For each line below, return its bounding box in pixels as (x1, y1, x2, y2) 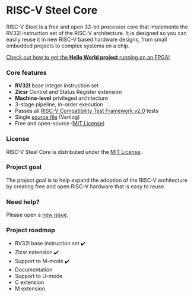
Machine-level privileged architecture (14, 94, 109, 102)
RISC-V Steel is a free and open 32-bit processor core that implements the (6, 23, 189, 30)
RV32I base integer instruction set (14, 82, 99, 89)
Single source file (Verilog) (14, 113, 80, 121)
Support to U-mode (14, 273, 63, 280)
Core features (6, 68, 47, 77)
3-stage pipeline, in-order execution (14, 101, 104, 108)
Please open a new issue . (6, 211, 69, 219)
